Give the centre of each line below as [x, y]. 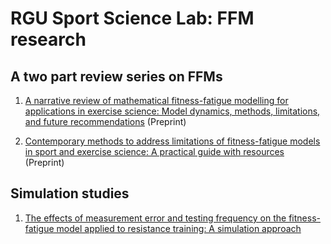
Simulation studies [70, 193]
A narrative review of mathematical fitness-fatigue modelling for [156, 100]
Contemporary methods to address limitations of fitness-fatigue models [172, 141]
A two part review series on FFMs [116, 76]
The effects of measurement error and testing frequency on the [155, 218]
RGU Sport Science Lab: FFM [132, 18]
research [48, 39]
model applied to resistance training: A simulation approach [179, 228]
